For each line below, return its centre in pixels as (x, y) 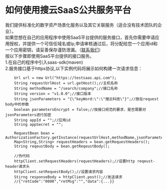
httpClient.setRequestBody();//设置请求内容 (59, 172)
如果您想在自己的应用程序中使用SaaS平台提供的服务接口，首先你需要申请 (80, 37)
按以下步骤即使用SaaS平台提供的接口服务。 (50, 56)
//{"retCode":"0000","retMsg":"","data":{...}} (64, 181)
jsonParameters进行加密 (28, 115)
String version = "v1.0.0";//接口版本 (53, 94)
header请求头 (17, 166)
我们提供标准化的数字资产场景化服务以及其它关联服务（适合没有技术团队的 (81, 25)
